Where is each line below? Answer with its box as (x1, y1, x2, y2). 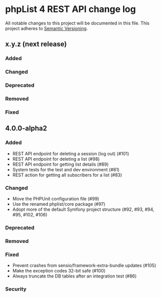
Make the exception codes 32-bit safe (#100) (12, 268, 106, 274)
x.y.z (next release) (5, 40, 67, 49)
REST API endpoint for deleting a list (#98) (12, 156, 100, 162)
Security (5, 285, 26, 292)
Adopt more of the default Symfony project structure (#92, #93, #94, (12, 206, 154, 212)
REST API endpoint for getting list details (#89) (12, 161, 109, 167)
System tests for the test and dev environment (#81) (12, 166, 120, 172)
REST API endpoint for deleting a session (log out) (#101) (12, 150, 129, 156)
